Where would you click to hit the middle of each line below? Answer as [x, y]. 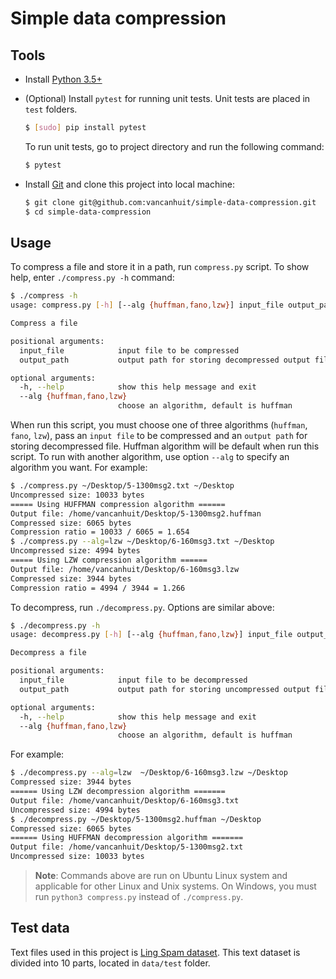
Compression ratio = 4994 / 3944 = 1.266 [98, 588]
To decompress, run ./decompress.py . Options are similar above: [142, 607]
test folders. [51, 109]
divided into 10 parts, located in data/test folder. [110, 963]
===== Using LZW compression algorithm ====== [109, 560]
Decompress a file [48, 653]
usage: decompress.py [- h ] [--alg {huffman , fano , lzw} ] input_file [151, 635]
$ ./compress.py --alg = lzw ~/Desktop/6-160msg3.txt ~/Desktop [142, 542]
